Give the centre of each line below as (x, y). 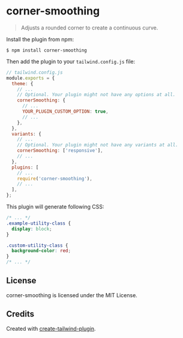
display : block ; (32, 229)
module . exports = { (31, 78)
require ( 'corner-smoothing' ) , (55, 178)
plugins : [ (25, 167)
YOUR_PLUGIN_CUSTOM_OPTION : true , (65, 112)
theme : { (22, 83)
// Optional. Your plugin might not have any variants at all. (98, 145)
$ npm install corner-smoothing (46, 50)
